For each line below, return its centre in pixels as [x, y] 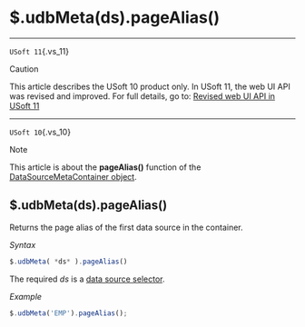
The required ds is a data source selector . [87, 279]
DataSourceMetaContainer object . [74, 176]
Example [26, 296]
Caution [24, 69]
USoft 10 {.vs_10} [40, 132]
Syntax [23, 244]
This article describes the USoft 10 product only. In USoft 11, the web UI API [150, 86]
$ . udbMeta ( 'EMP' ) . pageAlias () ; [69, 313]
